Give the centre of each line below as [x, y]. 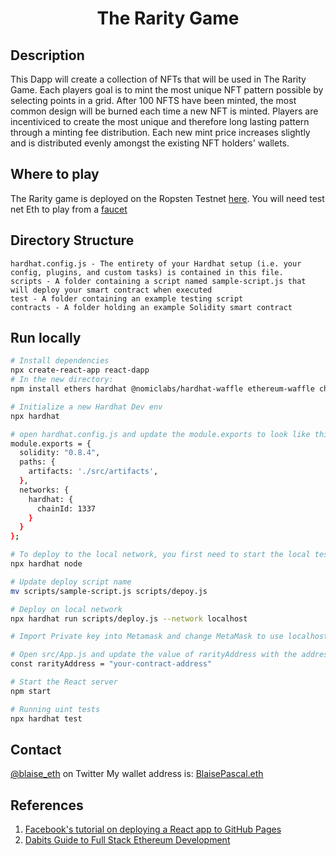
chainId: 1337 [66, 508]
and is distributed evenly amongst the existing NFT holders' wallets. [150, 143]
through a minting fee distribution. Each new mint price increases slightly [160, 132]
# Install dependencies [60, 361]
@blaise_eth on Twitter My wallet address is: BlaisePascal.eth [137, 774]
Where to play [55, 174]
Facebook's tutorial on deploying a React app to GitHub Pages [153, 829]
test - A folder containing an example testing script [127, 298]
